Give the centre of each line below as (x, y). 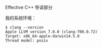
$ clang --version (24, 27)
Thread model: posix (27, 40)
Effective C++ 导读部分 (29, 7)
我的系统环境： (21, 18)
